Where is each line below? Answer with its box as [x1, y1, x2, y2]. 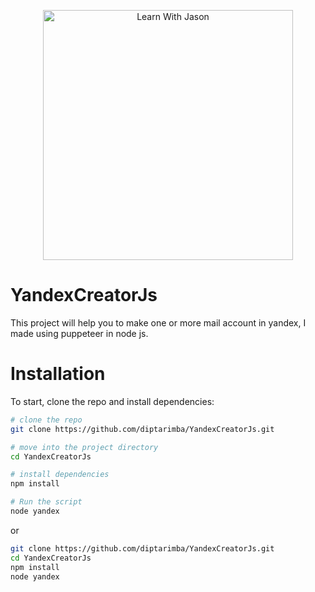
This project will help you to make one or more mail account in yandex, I [10, 316, 307, 329]
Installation [10, 363, 106, 385]
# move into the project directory [10, 442, 159, 452]
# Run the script [10, 497, 83, 507]
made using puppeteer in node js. [10, 327, 149, 339]
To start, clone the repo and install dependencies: [10, 395, 215, 407]
